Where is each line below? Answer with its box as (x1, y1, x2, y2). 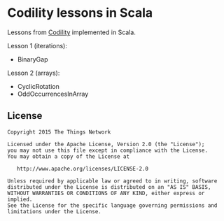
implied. (7, 196, 33, 203)
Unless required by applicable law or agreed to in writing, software (7, 177, 218, 185)
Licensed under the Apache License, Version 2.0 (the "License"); (7, 141, 205, 148)
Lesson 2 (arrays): (7, 69, 60, 77)
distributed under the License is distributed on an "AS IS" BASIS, (7, 183, 211, 190)
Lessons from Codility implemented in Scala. (7, 28, 136, 36)
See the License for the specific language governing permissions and (7, 201, 218, 209)
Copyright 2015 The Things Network (7, 128, 111, 136)
